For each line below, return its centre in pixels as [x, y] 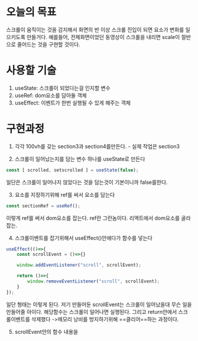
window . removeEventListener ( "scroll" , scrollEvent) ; [94, 281]
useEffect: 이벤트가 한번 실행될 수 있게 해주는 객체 [73, 103]
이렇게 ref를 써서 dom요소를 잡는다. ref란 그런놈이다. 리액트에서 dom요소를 [93, 218]
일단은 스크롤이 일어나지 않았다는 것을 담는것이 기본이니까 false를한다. [87, 182]
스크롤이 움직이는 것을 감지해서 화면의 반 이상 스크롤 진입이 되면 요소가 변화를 [95, 30]
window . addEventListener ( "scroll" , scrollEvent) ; [79, 265]
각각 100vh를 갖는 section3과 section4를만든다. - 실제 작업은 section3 [97, 146]
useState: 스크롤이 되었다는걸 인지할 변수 [62, 88]
